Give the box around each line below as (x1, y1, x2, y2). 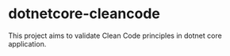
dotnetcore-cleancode (8, 5, 160, 23)
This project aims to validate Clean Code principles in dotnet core (8, 31, 222, 40)
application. (8, 39, 47, 48)
